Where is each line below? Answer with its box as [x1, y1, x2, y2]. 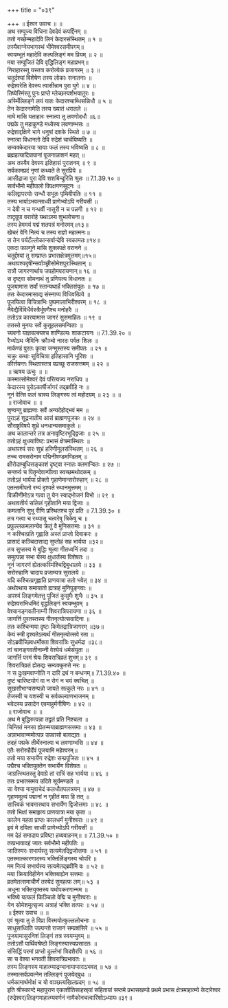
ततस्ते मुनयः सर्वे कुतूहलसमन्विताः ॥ [7, 321, 84, 329]
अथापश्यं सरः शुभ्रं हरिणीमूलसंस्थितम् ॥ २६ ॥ [7, 445, 103, 453]
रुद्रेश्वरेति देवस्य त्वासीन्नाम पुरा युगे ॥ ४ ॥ [7, 82, 96, 89]
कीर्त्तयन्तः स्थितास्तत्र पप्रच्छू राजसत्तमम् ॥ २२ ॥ [7, 360, 110, 368]
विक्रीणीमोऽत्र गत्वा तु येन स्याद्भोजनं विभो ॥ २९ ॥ [7, 491, 115, 499]
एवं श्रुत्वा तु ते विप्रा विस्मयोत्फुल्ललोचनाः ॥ [7, 917, 95, 924]
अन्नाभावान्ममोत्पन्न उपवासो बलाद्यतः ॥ [7, 731, 87, 739]
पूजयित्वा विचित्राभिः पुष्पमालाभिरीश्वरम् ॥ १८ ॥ [7, 298, 106, 306]
